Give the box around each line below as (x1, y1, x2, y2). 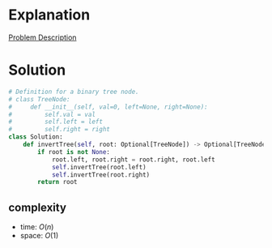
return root (37, 178, 79, 186)
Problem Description (8, 32, 77, 42)
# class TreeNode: (8, 95, 70, 103)
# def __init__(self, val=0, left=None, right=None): (8, 103, 208, 111)
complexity (8, 200, 67, 214)
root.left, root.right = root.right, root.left (51, 156, 216, 164)
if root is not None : (37, 148, 111, 156)
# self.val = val (8, 110, 96, 118)
